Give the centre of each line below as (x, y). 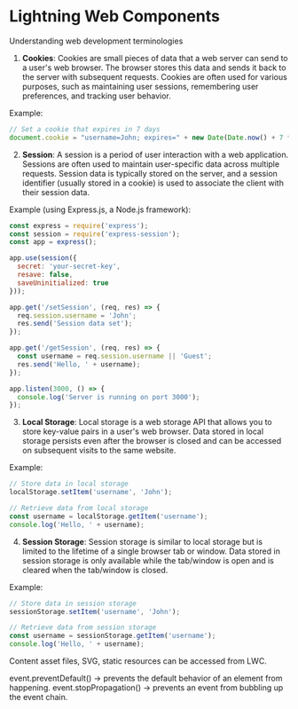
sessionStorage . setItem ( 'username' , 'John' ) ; (94, 611)
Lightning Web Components (114, 16)
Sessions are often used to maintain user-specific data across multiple (151, 164)
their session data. (56, 192)
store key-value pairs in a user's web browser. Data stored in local (143, 431)
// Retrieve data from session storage (83, 627)
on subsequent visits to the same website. (99, 451)
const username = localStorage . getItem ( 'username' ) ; (109, 516)
